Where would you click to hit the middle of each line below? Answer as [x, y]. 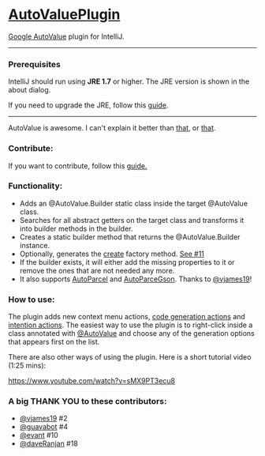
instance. [34, 245]
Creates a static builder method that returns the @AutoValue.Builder [130, 237]
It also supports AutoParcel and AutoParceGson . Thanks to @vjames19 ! [136, 279]
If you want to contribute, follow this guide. [78, 166]
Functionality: [35, 186]
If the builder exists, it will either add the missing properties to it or [127, 262]
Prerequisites [34, 64]
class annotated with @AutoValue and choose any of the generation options [131, 334]
